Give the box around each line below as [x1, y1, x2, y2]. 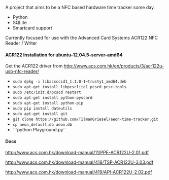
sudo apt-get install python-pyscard [12, 95, 93, 100]
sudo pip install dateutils [12, 106, 72, 111]
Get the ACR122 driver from [5, 63, 63, 69]
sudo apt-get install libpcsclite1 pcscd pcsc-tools [12, 85, 127, 90]
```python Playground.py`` [12, 127, 66, 133]
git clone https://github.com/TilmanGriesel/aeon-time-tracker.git [12, 117, 158, 122]
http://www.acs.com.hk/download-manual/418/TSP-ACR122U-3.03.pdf [5, 159, 154, 165]
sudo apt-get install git [12, 112, 67, 117]
